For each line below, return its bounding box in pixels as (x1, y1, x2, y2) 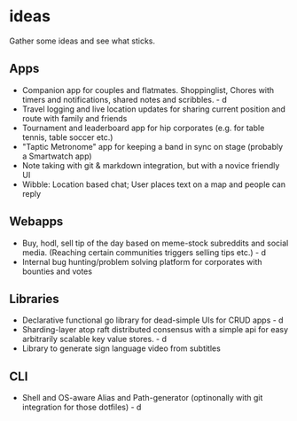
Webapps (9, 214, 64, 230)
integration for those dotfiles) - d (21, 402, 142, 413)
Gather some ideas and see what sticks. (9, 35, 156, 46)
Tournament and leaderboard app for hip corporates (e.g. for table (21, 122, 265, 133)
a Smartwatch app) (21, 151, 92, 161)
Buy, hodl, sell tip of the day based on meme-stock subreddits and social (21, 238, 289, 248)
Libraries (9, 291, 59, 307)
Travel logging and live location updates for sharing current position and (21, 104, 286, 114)
